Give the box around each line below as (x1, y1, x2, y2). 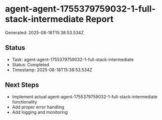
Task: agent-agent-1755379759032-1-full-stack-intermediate (12, 57, 134, 62)
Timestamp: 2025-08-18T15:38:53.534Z (12, 67, 92, 73)
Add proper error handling (12, 104, 64, 110)
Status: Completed (12, 61, 49, 67)
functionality (12, 99, 37, 105)
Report (85, 14, 114, 25)
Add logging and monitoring (12, 109, 68, 115)
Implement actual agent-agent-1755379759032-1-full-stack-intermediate (12, 93, 158, 100)
